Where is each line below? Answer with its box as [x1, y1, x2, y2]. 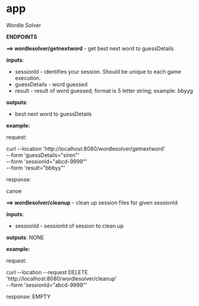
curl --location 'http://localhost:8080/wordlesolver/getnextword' [6, 145, 165, 152]
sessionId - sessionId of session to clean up [14, 222, 124, 229]
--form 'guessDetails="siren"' [6, 152, 80, 159]
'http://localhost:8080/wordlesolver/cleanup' [6, 275, 117, 282]
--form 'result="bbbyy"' [6, 164, 65, 171]
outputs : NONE [6, 234, 45, 241]
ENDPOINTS [6, 33, 38, 40]
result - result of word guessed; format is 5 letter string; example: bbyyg [14, 87, 194, 94]
